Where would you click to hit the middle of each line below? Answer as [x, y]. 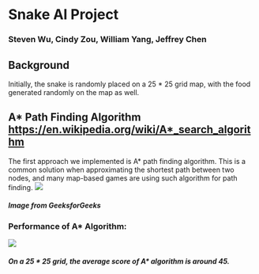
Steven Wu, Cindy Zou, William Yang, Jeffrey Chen [107, 40]
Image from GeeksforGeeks [54, 205]
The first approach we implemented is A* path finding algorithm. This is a [127, 161]
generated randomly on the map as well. [74, 92]
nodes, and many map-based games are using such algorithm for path [123, 178]
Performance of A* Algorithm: [68, 226]
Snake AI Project [64, 15]
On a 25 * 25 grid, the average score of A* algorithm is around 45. [119, 261]
